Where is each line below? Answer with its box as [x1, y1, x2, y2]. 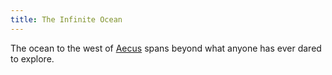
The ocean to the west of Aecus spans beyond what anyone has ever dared [10, 42, 322, 54]
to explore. [10, 52, 55, 65]
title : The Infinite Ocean [10, 14, 123, 25]
